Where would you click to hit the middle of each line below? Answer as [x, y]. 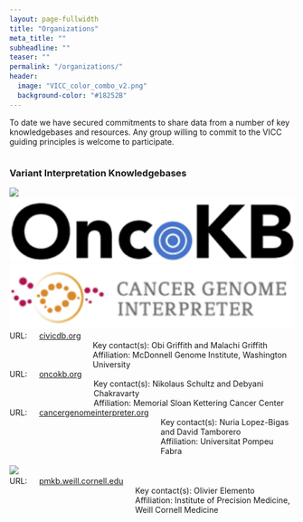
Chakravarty [117, 394]
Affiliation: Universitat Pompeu [217, 441]
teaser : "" [30, 57]
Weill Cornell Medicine [177, 510]
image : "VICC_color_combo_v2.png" [82, 86]
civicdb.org [60, 336]
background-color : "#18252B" [72, 95]
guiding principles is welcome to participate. [92, 141]
